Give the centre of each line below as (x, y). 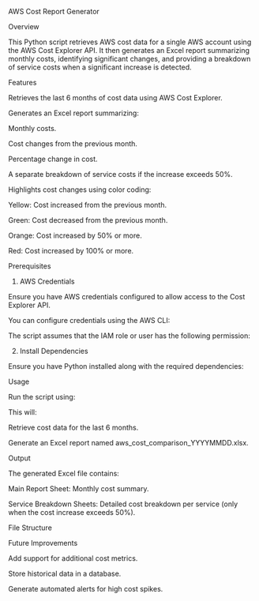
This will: (23, 412)
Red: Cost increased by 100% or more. (71, 251)
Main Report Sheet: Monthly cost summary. (79, 488)
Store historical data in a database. (65, 573)
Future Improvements (43, 543)
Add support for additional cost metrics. (73, 558)
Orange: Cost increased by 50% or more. (75, 235)
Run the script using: (42, 397)
